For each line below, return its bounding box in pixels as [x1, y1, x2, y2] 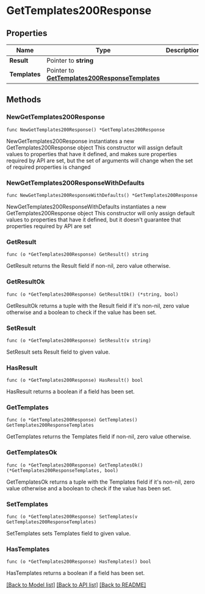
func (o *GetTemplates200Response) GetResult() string [6, 251, 149, 258]
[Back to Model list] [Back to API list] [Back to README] [6, 581, 146, 589]
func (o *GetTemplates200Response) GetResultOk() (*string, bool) [6, 291, 179, 298]
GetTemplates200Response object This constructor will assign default [6, 144, 183, 151]
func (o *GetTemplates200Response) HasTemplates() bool [6, 559, 151, 565]
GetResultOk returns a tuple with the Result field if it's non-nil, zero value [6, 302, 190, 309]
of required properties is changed [6, 163, 91, 171]
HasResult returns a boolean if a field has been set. [6, 388, 135, 395]
